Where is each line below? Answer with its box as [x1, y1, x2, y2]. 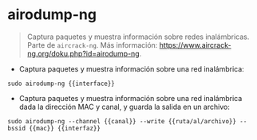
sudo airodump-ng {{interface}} [7, 80, 115, 87]
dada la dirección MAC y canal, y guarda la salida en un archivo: [18, 102, 231, 111]
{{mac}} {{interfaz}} [28, 124, 101, 132]
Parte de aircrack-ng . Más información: [26, 40, 158, 49]
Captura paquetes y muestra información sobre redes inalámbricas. [26, 32, 250, 41]
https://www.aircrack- [159, 40, 232, 49]
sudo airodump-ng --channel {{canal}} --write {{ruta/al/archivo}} [7, 117, 237, 125]
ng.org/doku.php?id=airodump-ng [26, 49, 140, 58]
